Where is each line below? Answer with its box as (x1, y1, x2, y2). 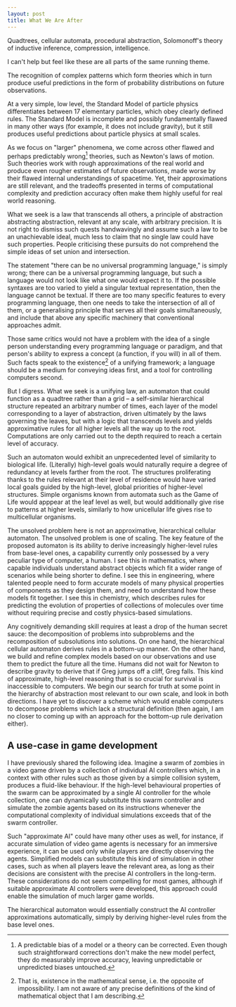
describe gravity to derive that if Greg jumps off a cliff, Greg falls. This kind (7, 666, 223, 676)
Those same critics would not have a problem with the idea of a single (7, 335, 210, 343)
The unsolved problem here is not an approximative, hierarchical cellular (7, 526, 216, 535)
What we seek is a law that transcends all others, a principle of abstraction (7, 210, 223, 219)
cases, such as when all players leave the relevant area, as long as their (7, 861, 215, 870)
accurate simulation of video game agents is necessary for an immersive (7, 839, 218, 848)
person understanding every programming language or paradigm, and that (7, 342, 223, 350)
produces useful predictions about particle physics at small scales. (7, 129, 201, 138)
